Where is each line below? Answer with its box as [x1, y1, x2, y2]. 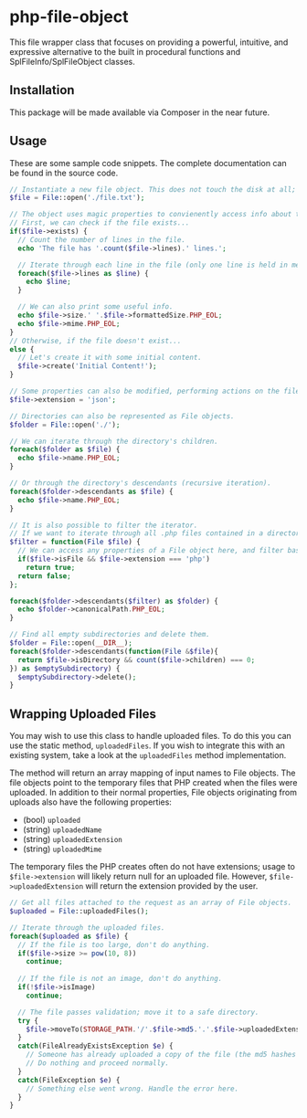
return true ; [26, 563, 76, 572]
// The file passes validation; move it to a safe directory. [17, 1007, 259, 1017]
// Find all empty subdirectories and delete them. [9, 630, 210, 639]
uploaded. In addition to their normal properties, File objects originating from [9, 787, 297, 798]
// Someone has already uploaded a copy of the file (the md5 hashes [26, 1050, 297, 1060]
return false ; [17, 571, 71, 581]
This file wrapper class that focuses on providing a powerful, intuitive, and [9, 37, 289, 47]
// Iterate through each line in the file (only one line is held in [17, 260, 288, 269]
